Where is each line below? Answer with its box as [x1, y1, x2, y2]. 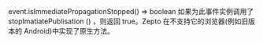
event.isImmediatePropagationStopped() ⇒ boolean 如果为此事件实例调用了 [8, 7, 254, 16]
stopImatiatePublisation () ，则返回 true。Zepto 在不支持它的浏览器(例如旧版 [8, 16, 256, 26]
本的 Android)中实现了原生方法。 [8, 27, 114, 35]
